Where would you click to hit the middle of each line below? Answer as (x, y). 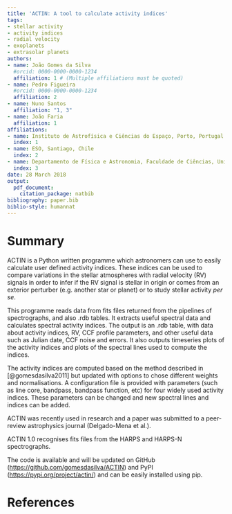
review (17, 425)
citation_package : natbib (57, 194)
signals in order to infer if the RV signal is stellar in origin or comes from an (113, 282)
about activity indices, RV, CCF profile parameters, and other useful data (110, 333)
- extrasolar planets (38, 53)
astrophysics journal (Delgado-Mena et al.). (89, 425)
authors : (20, 59)
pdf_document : (33, 188)
